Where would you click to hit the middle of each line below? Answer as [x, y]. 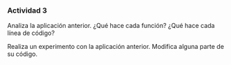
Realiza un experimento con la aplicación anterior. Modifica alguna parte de [116, 47]
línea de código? [31, 33]
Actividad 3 [27, 10]
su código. [22, 54]
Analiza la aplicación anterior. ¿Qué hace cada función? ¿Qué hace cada [111, 26]
